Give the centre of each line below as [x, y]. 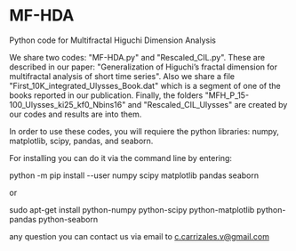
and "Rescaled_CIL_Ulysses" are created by [208, 104]
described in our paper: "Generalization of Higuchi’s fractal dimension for [144, 67]
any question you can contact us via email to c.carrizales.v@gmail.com [139, 236]
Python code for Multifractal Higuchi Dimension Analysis [112, 40]
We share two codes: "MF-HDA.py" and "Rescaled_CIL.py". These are [137, 57]
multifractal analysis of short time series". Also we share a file [122, 76]
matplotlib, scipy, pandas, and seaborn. [81, 141]
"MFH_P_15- [227, 95]
